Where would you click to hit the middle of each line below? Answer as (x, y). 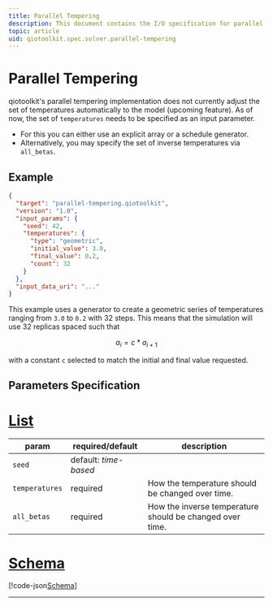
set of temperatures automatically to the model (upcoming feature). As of (131, 110)
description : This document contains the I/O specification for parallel (136, 24)
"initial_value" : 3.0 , (68, 249)
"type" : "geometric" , (67, 241)
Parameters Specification (74, 385)
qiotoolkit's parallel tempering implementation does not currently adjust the (134, 102)
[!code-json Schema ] (43, 586)
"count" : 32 (50, 264)
